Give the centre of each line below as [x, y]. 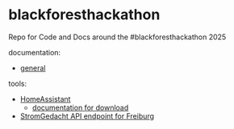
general [33, 68]
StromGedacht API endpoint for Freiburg [87, 116]
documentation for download [80, 107]
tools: [18, 83]
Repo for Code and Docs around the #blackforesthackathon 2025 [117, 37]
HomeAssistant [45, 99]
